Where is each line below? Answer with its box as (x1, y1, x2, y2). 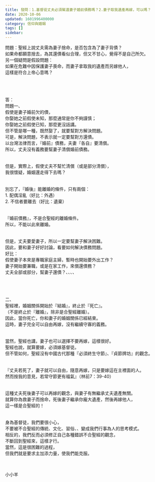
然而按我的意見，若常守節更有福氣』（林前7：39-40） (5, 373, 114, 379)
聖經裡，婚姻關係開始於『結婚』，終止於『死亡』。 (5, 303, 105, 308)
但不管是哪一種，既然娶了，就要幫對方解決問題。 (5, 128, 105, 134)
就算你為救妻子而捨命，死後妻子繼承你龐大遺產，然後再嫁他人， (5, 397, 135, 402)
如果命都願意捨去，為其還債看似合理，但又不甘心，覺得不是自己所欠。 (5, 51, 149, 57)
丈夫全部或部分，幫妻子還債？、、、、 (5, 269, 77, 275)
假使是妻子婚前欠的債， (5, 109, 53, 115)
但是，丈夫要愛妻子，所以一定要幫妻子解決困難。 (5, 238, 105, 244)
